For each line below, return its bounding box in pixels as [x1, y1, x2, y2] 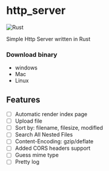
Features [6, 94, 40, 105]
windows [14, 64, 38, 71]
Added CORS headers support [14, 144, 91, 152]
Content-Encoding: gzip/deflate [14, 138, 94, 145]
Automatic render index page [14, 111, 87, 118]
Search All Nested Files [14, 131, 73, 138]
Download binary [6, 50, 58, 59]
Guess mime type [14, 152, 59, 159]
